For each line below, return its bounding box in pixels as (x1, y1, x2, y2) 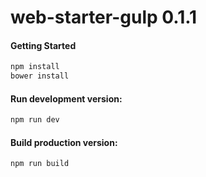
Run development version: (10, 92, 123, 105)
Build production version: (10, 136, 118, 148)
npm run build (10, 159, 70, 169)
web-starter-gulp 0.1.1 (10, 6, 198, 29)
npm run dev (10, 115, 60, 125)
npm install (10, 62, 60, 72)
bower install (10, 71, 70, 81)
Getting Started (10, 39, 77, 51)
